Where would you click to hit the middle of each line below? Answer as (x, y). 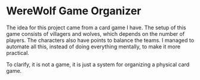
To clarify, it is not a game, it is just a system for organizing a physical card (98, 64)
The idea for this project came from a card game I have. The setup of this (96, 27)
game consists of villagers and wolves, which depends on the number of (96, 33)
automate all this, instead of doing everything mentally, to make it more (93, 47)
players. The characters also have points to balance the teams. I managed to (100, 40)
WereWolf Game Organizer (74, 11)
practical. (18, 53)
